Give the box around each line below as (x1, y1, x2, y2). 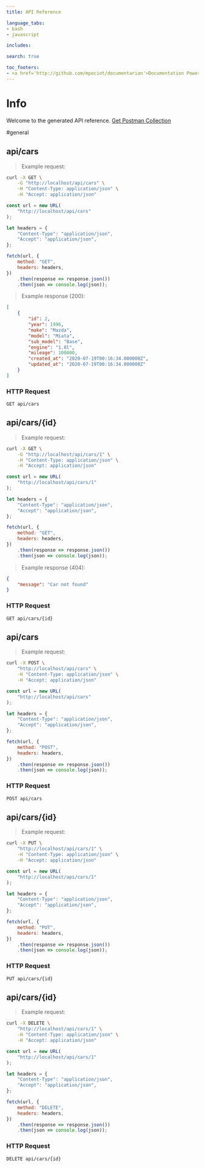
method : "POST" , (17, 744, 59, 750)
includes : (6, 42, 32, 49)
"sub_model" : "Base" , (28, 338, 84, 344)
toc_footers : (6, 65, 40, 71)
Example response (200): (21, 292, 85, 300)
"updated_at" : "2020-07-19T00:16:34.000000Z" (28, 362, 146, 368)
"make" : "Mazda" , (28, 327, 72, 333)
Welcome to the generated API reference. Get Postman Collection (6, 117, 171, 124)
